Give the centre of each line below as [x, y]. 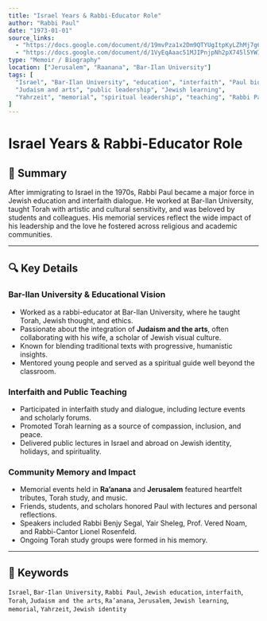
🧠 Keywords [39, 573]
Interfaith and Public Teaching [68, 392]
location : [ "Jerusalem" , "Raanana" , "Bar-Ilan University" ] [110, 68]
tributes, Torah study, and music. [74, 498]
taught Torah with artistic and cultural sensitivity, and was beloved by [122, 209]
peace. [31, 435]
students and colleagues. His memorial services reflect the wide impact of [130, 218]
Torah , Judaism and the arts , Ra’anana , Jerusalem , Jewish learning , [119, 600]
